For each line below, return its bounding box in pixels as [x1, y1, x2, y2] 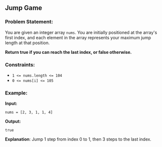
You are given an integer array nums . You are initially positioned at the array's [5, 29, 157, 35]
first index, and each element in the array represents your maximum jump [5, 34, 151, 40]
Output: [5, 118, 21, 124]
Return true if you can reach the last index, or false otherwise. [5, 49, 132, 55]
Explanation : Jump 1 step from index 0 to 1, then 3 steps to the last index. [5, 136, 151, 142]
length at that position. [5, 40, 50, 46]
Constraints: [5, 61, 35, 68]
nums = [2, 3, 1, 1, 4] [5, 110, 53, 115]
